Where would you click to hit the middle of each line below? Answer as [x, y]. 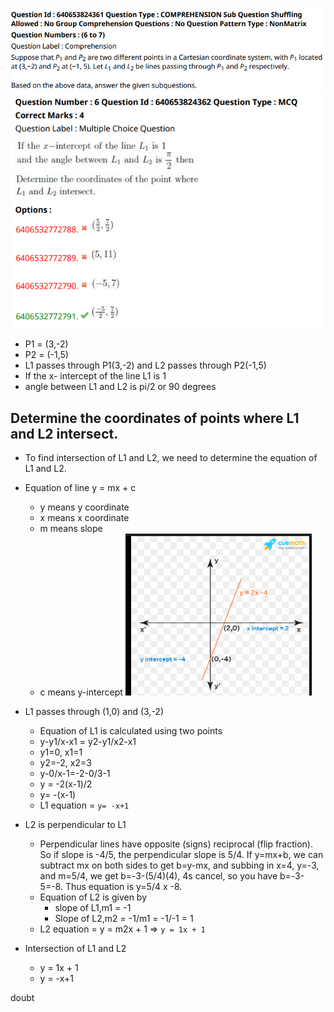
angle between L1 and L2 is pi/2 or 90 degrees [120, 387]
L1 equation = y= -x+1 [84, 805]
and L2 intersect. [64, 433]
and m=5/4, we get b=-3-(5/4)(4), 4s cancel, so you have [158, 876]
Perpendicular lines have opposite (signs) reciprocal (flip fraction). [176, 844]
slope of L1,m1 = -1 [93, 908]
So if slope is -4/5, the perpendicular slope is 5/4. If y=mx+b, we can [181, 855]
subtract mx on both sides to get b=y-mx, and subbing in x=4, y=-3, [179, 865]
